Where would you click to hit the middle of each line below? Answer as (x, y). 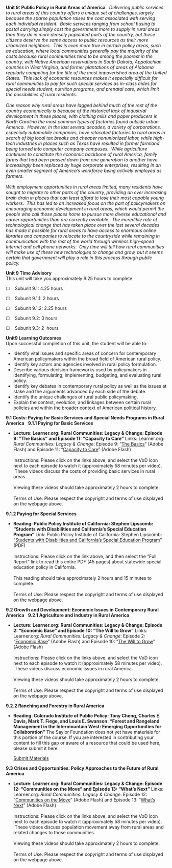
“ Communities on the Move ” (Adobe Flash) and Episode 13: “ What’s (84, 800)
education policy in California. (44, 567)
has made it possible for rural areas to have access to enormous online (81, 230)
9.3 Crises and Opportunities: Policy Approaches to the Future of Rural (82, 768)
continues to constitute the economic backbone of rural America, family (82, 154)
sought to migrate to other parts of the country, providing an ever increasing (86, 192)
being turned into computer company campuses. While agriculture (77, 149)
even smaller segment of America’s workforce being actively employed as (84, 171)
